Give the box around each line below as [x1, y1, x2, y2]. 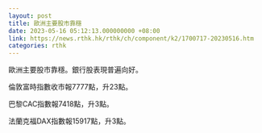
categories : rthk [8, 42, 67, 50]
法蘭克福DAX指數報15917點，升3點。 [8, 116, 131, 126]
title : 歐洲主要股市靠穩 [8, 19, 82, 27]
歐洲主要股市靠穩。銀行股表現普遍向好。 [8, 65, 143, 75]
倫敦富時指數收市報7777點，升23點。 [8, 82, 133, 92]
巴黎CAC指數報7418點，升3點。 [8, 99, 114, 109]
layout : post [8, 11, 52, 20]
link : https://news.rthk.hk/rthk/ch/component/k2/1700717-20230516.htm [8, 34, 254, 43]
